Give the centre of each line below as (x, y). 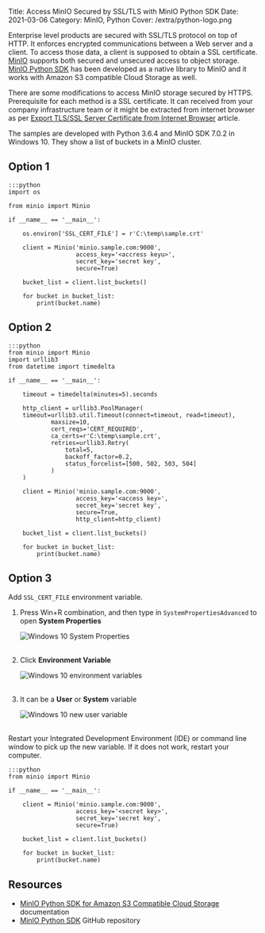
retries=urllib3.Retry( (90, 443)
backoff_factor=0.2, (99, 457)
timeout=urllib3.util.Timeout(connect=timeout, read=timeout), (129, 415)
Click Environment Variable (65, 660)
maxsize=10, (70, 422)
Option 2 (30, 327)
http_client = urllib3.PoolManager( (83, 408)
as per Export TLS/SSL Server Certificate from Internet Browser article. (124, 118)
